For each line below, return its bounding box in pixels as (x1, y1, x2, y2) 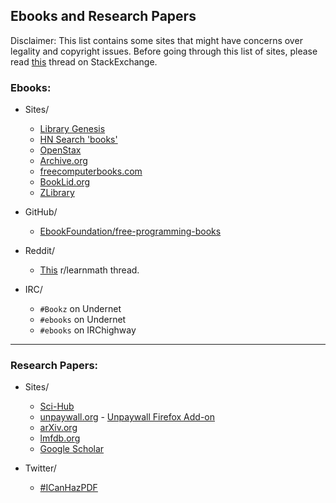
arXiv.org (39, 422, 78, 434)
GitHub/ (24, 206, 58, 218)
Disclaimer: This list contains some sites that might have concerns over (10, 34, 303, 46)
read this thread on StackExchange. (10, 55, 158, 68)
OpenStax (39, 144, 82, 156)
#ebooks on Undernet (39, 314, 127, 326)
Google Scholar (39, 443, 105, 455)
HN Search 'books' (39, 134, 118, 146)
